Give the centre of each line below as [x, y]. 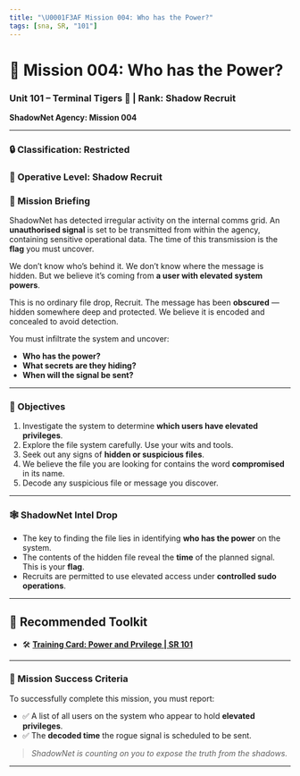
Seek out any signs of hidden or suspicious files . [113, 455]
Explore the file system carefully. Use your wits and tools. [128, 445]
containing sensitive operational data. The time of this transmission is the [144, 240]
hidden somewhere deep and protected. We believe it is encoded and [137, 312]
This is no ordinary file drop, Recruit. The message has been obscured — [144, 303]
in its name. [43, 474]
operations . [44, 586]
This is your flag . [53, 566]
